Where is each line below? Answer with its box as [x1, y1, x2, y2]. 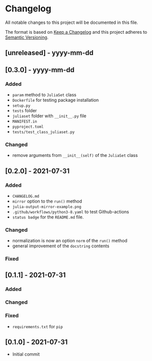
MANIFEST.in [12, 119, 37, 124]
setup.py [12, 103, 31, 108]
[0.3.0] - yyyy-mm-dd [5, 66, 75, 74]
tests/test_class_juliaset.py [12, 130, 75, 135]
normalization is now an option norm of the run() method [12, 238, 128, 244]
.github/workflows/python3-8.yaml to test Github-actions [12, 209, 129, 215]
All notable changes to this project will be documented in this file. [5, 19, 139, 25]
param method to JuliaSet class [12, 92, 77, 98]
